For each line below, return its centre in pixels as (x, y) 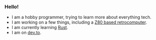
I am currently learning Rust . (40, 27)
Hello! (12, 7)
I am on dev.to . (26, 33)
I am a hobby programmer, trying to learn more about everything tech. (81, 17)
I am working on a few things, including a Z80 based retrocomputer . (79, 22)
